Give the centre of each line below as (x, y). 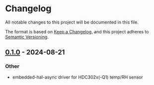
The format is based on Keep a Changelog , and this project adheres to (77, 31)
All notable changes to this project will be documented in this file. (72, 22)
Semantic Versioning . (27, 37)
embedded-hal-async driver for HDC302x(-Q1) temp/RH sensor (77, 77)
